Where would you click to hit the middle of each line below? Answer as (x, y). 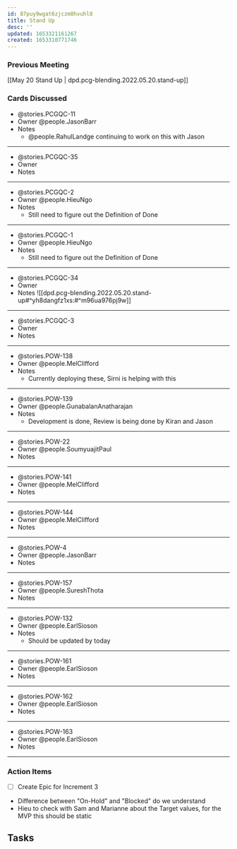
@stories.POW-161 (44, 660)
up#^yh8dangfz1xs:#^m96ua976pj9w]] (74, 300)
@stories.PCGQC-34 (48, 278)
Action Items (30, 771)
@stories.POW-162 (45, 696)
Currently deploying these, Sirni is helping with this (102, 378)
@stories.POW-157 (45, 583)
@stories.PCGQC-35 (48, 157)
